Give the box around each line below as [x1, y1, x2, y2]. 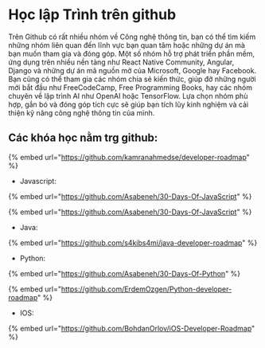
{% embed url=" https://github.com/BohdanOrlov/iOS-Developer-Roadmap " [8, 323, 255, 333]
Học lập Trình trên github [8, 6, 177, 24]
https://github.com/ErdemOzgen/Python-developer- [60, 284, 232, 294]
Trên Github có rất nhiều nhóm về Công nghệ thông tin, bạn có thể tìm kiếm [8, 32, 256, 41]
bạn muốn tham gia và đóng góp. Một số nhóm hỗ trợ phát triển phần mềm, [8, 49, 255, 58]
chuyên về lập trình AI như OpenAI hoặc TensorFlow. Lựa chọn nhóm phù [8, 91, 248, 100]
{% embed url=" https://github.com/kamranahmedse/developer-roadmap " [8, 152, 251, 162]
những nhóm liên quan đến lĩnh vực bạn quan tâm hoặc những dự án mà [8, 40, 245, 49]
